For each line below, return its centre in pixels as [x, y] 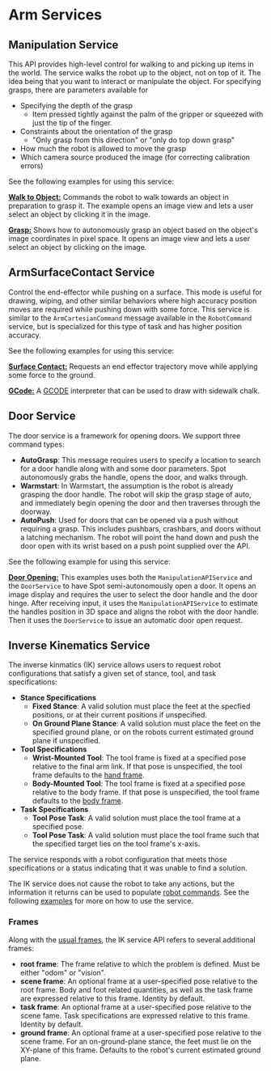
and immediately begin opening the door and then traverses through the [140, 502]
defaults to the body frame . [78, 801]
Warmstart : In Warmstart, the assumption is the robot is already [127, 485]
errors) [32, 166]
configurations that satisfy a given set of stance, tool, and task [112, 674]
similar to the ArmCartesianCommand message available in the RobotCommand [130, 318]
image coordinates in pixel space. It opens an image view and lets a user [129, 239]
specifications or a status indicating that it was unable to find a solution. [128, 868]
